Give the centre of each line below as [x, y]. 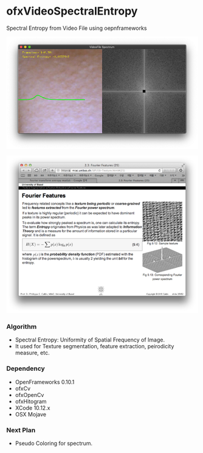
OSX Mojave [31, 414]
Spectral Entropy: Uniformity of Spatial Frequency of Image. [90, 340]
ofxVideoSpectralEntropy [72, 11]
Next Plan [21, 430]
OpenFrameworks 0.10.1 [45, 382]
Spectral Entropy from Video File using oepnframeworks [77, 28]
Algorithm [22, 327]
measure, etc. [32, 353]
